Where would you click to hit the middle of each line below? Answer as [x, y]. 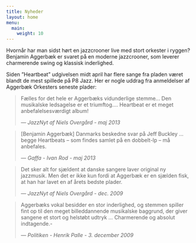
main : [18, 28]
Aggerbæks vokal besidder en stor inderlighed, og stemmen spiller [102, 205]
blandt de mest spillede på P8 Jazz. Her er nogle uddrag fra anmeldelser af [98, 81]
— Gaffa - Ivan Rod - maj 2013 [58, 158]
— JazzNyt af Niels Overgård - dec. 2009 [72, 193]
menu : [13, 22]
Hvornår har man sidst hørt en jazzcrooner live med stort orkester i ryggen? [98, 50]
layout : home [22, 17]
